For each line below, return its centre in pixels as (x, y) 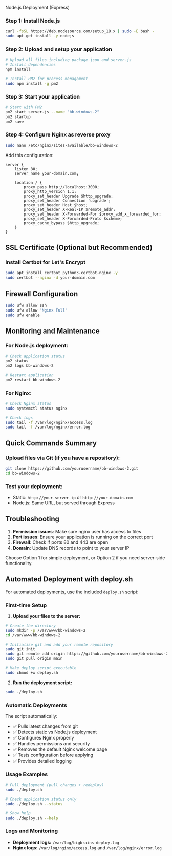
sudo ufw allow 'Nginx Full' (36, 310)
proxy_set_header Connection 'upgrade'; (67, 200)
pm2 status (17, 361)
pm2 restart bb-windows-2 (33, 380)
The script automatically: (31, 716)
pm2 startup (18, 117)
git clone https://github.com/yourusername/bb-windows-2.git (72, 468)
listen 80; (26, 169)
